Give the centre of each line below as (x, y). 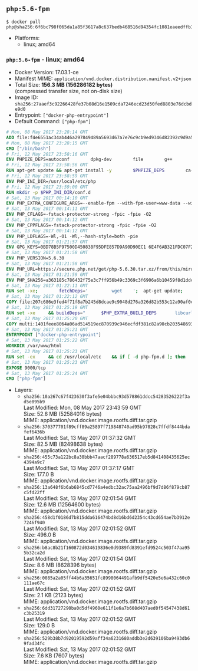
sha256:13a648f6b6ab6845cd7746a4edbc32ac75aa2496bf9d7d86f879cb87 (107, 488)
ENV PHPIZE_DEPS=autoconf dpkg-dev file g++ (89, 159)
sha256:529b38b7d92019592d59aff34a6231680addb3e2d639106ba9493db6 (107, 639)
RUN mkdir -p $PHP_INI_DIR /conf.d (49, 192)
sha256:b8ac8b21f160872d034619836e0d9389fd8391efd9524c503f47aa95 (107, 548)
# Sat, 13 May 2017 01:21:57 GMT (47, 242)
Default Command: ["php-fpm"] (53, 121)
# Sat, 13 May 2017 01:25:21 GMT (47, 330)
